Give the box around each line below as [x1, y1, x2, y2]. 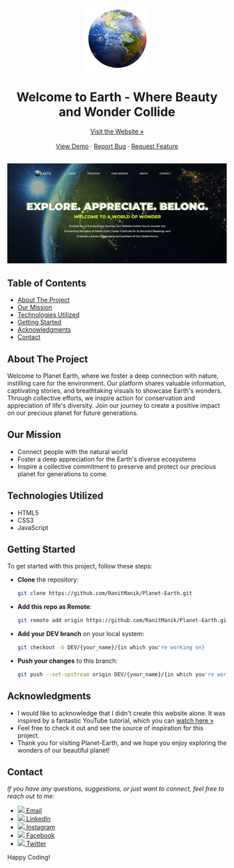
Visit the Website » [90, 127, 144, 135]
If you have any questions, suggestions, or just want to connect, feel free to [7, 785, 225, 793]
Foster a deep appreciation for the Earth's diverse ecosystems [17, 455, 196, 463]
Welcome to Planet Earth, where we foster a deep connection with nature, [7, 372, 219, 380]
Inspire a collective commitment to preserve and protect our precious [17, 462, 217, 471]
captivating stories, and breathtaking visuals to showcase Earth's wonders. [7, 386, 223, 395]
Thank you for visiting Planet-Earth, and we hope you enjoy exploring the [17, 738, 227, 746]
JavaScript [17, 523, 49, 531]
